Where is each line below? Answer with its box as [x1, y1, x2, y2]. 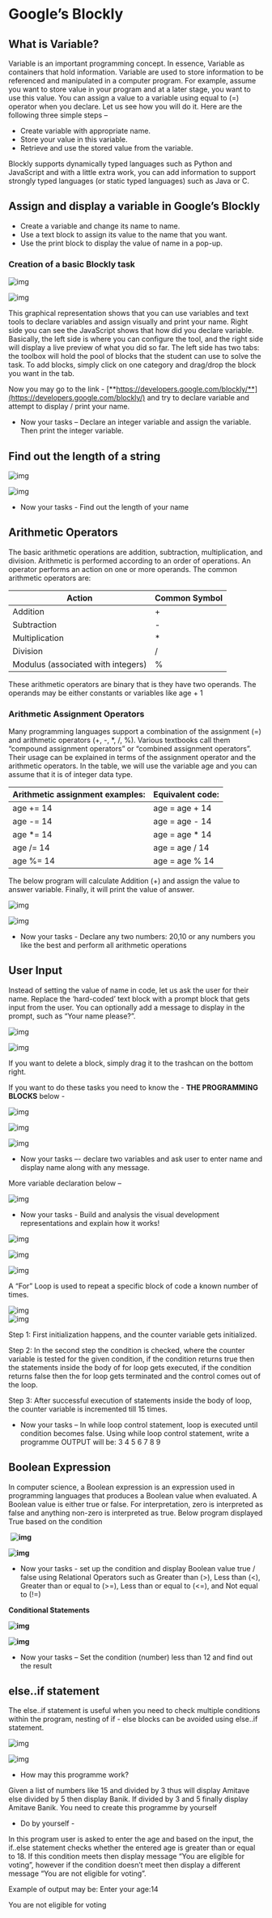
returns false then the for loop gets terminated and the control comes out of [8, 1371, 261, 1381]
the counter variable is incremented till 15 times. [8, 1403, 168, 1414]
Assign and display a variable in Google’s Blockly [8, 199, 261, 213]
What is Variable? [8, 37, 100, 51]
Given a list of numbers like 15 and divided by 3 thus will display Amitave [8, 1786, 250, 1796]
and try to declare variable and [147, 393, 249, 403]
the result [19, 1660, 53, 1670]
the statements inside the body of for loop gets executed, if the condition [8, 1362, 253, 1372]
